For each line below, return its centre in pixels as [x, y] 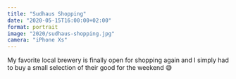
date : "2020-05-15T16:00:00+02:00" [60, 20]
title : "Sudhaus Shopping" [47, 14]
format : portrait [33, 27]
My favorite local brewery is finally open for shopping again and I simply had [118, 60]
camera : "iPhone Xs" [38, 40]
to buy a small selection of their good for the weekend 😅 [90, 68]
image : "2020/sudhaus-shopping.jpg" [61, 34]
